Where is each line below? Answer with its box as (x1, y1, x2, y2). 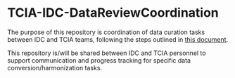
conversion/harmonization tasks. (7, 63, 103, 72)
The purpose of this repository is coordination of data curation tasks (7, 28, 205, 36)
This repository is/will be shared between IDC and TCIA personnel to (7, 49, 206, 57)
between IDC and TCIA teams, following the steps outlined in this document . (7, 35, 229, 43)
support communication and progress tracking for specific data (7, 56, 191, 64)
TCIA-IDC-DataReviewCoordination (7, 5, 220, 21)
